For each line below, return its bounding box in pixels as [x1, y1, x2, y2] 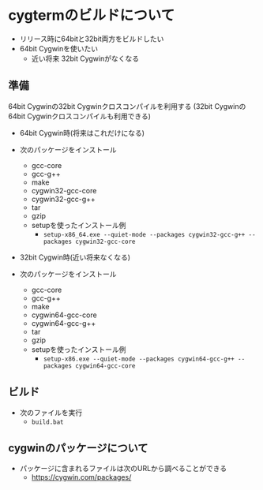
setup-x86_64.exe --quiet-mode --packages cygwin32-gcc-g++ [43, 230, 246, 238]
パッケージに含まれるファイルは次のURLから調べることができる [19, 464, 227, 473]
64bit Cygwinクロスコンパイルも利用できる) [8, 111, 152, 121]
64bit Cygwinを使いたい [19, 43, 99, 53]
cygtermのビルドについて [8, 6, 175, 24]
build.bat [31, 418, 65, 426]
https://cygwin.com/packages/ [31, 473, 132, 482]
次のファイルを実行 [19, 407, 83, 417]
